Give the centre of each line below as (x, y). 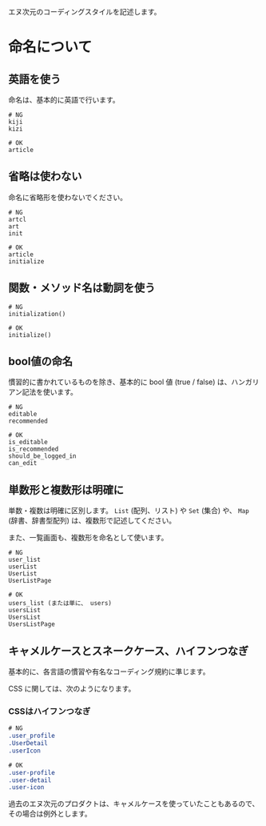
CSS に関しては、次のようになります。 (72, 689)
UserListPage (30, 581)
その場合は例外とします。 (50, 814)
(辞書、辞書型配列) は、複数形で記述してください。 (92, 521)
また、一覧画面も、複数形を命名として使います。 (88, 538)
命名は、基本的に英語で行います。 (64, 100)
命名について (50, 47)
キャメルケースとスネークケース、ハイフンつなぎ (129, 651)
